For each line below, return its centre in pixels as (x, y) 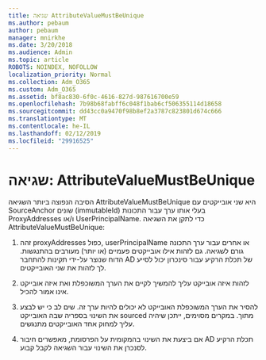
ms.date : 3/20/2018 (40, 45)
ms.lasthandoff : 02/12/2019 (55, 133)
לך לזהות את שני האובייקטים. (63, 268)
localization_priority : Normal (60, 75)
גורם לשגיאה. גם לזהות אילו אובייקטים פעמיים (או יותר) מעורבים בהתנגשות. (131, 251)
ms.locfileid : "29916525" (51, 141)
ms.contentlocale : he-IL (49, 126)
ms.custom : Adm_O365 (42, 89)
